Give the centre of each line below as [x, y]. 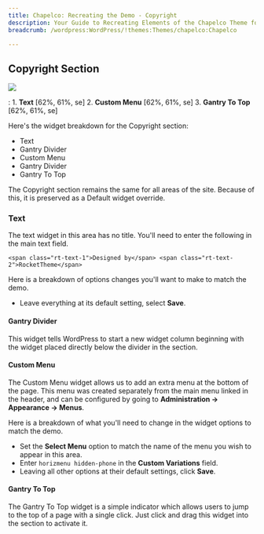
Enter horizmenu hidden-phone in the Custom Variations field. [119, 463]
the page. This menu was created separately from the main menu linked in [128, 390]
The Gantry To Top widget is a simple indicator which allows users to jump [128, 507]
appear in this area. [51, 454]
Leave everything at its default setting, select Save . [103, 303]
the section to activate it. [48, 524]
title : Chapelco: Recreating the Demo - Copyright [93, 15]
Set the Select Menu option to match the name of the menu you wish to [135, 446]
